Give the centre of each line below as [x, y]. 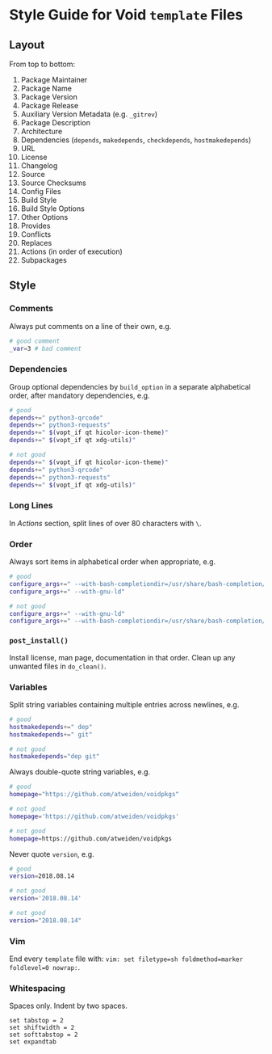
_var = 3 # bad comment [46, 348]
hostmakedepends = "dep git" [54, 757]
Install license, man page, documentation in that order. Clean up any [122, 657]
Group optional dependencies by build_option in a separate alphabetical [130, 386]
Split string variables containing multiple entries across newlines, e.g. [124, 704]
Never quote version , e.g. [52, 854]
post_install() [39, 641]
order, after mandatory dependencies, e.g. [80, 395]
